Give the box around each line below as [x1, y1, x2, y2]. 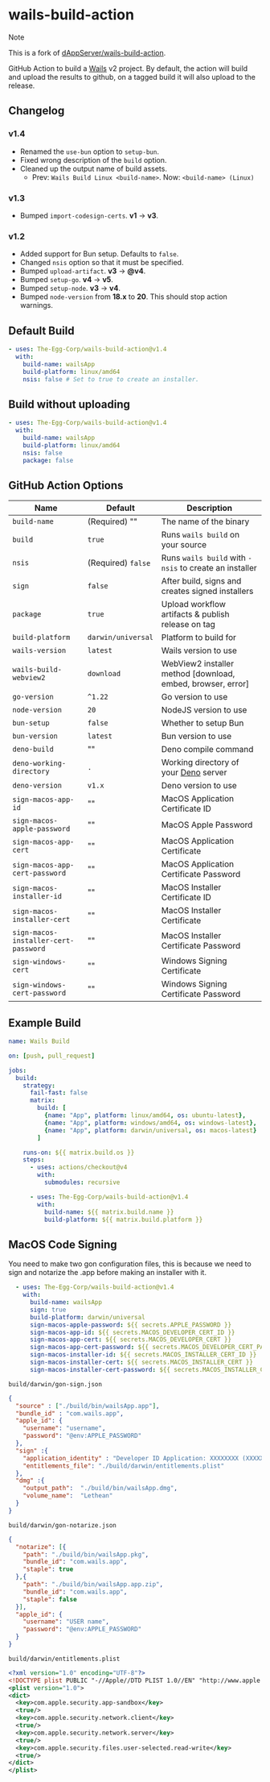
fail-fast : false [29, 1089, 88, 1097]
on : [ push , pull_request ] [8, 1052, 95, 1060]
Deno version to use [161, 780, 237, 791]
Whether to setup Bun [161, 717, 244, 729]
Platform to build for [161, 632, 237, 643]
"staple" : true [22, 1565, 74, 1573]
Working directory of [161, 757, 239, 768]
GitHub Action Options [8, 478, 124, 492]
